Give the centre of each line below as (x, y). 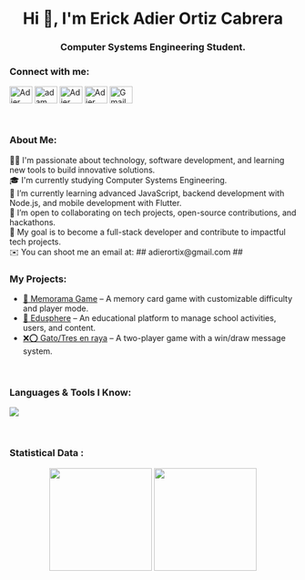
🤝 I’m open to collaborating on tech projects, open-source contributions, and (153, 212)
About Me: (33, 140)
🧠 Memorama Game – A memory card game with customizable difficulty (158, 299)
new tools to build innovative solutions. (82, 170)
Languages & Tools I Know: (71, 392)
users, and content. (59, 328)
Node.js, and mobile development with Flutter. (96, 202)
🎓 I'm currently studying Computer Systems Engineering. (118, 180)
